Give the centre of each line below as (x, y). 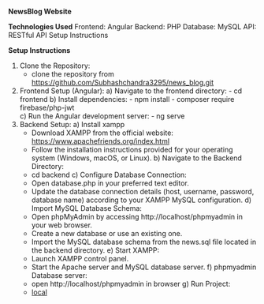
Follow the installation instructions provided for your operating (132, 150)
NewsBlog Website (40, 11)
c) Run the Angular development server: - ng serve (102, 116)
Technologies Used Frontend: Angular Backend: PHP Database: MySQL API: (132, 26)
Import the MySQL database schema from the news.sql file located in (144, 242)
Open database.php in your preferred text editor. (110, 183)
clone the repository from (73, 74)
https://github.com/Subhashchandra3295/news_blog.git (123, 83)
